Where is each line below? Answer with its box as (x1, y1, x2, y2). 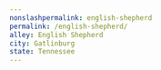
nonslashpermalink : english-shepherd (9, 13, 153, 23)
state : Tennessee (9, 47, 75, 56)
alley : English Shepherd (9, 30, 104, 39)
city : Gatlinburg (9, 38, 75, 48)
